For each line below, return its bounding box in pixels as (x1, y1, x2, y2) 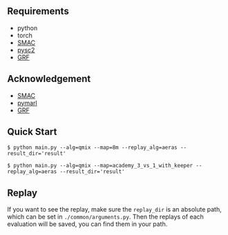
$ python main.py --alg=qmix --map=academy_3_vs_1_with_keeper (7, 162, 193, 170)
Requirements (7, 6, 69, 17)
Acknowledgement (7, 73, 91, 85)
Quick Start (7, 126, 57, 138)
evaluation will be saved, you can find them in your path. (7, 220, 168, 228)
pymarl (17, 99, 37, 107)
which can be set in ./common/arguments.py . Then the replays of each (7, 213, 204, 221)
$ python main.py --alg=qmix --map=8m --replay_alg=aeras (7, 144, 178, 151)
